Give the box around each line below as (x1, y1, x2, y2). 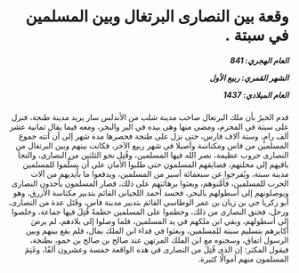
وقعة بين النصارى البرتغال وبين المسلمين (25, 6, 289, 27)
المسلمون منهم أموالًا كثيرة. (198, 253, 289, 264)
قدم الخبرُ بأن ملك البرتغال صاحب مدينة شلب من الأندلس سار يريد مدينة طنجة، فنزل (11, 112, 289, 123)
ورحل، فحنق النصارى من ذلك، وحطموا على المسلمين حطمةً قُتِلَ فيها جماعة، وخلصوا (11, 206, 289, 217)
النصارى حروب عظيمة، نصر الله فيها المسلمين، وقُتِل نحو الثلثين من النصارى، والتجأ (17, 149, 289, 161)
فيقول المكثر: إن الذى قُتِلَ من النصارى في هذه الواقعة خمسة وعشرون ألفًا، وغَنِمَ (24, 245, 289, 255)
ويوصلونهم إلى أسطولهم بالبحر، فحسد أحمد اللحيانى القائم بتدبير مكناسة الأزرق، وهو (12, 188, 289, 198)
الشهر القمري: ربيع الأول (209, 72, 289, 83)
